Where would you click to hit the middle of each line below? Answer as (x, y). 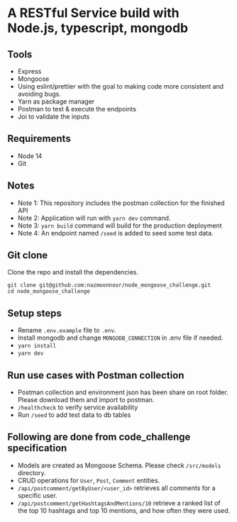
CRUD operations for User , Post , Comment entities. (89, 480)
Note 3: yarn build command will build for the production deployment (120, 226)
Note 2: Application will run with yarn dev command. (94, 218)
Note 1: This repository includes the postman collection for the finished (121, 203)
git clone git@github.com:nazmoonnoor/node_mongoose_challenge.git (109, 285)
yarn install (37, 346)
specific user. (38, 495)
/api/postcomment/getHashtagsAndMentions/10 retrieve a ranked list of (119, 503)
